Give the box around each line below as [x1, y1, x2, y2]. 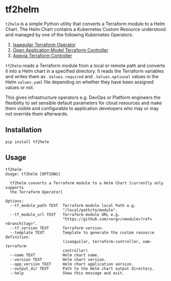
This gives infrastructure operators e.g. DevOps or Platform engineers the [5, 94, 161, 100]
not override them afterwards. [5, 111, 69, 117]
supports [5, 185, 24, 190]
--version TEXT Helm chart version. [10, 257, 106, 262]
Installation [5, 126, 42, 134]
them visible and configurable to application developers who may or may [5, 105, 159, 111]
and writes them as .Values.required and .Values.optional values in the [5, 73, 159, 79]
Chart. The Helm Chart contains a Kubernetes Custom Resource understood [5, 26, 166, 32]
